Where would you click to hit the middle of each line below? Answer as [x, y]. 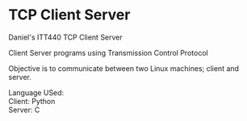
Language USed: [36, 92]
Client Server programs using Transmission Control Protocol [108, 52]
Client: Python [32, 101]
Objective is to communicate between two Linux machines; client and [124, 68]
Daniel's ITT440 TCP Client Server [65, 37]
